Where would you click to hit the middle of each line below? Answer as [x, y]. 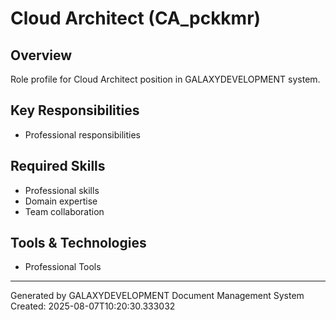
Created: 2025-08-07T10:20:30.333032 [93, 306]
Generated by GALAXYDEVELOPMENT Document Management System [157, 296]
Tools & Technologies [78, 243]
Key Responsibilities [75, 110]
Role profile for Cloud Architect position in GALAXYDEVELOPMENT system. [165, 79]
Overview [41, 55]
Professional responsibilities [83, 134]
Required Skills [58, 166]
